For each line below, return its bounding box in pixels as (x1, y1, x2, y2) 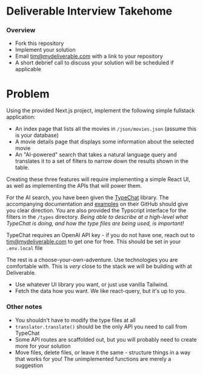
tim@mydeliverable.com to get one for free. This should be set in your (6, 238, 181, 246)
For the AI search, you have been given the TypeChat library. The (6, 194, 169, 201)
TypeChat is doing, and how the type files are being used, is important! (6, 220, 184, 227)
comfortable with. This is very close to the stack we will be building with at (6, 263, 192, 270)
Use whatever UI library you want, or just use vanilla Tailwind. (15, 281, 169, 288)
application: (6, 114, 36, 121)
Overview (6, 26, 36, 35)
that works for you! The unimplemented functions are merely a (15, 355, 171, 362)
